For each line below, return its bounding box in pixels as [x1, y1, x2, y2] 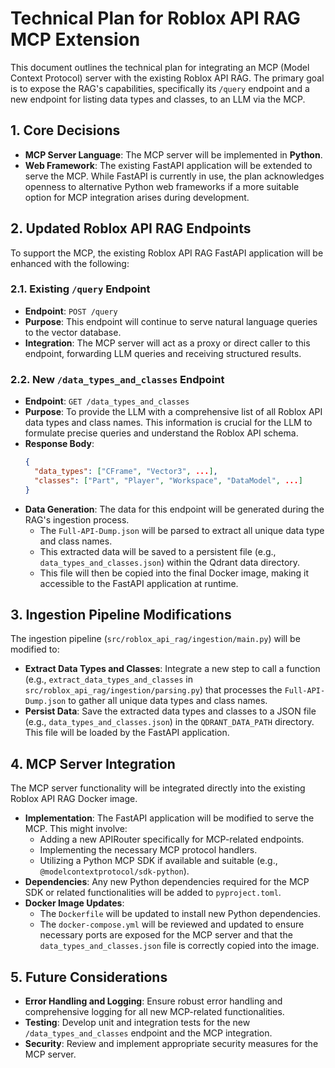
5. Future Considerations [10, 968, 168, 986]
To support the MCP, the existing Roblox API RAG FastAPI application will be [10, 247, 324, 259]
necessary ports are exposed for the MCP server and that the [39, 929, 293, 941]
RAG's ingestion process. [24, 513, 130, 526]
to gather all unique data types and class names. [68, 695, 268, 707]
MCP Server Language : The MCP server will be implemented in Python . [24, 148, 323, 161]
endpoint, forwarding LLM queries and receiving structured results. [24, 347, 302, 359]
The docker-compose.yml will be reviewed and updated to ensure [39, 918, 305, 931]
